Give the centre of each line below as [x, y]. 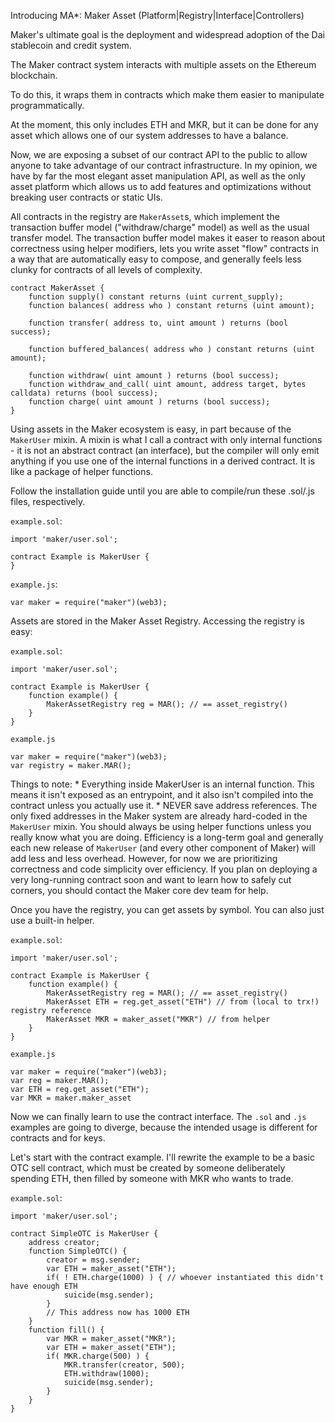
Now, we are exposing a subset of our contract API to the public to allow [159, 154]
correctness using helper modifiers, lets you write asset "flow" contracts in [165, 248]
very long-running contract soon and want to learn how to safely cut [151, 879]
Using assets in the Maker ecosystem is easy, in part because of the [151, 429]
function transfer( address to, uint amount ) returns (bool [158, 323]
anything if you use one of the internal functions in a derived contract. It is [163, 461]
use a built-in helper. [52, 920]
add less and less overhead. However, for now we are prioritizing [144, 858]
